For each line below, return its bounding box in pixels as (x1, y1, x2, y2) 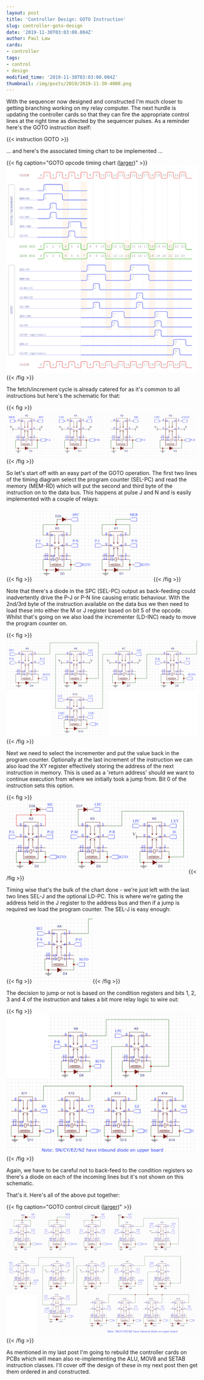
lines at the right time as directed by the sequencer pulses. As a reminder (6, 118, 190, 125)
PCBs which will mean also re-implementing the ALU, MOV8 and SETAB (6, 1355, 186, 1362)
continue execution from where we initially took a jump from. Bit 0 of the (6, 775, 187, 783)
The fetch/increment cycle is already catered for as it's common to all (6, 385, 180, 393)
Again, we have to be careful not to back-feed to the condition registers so (6, 1167, 193, 1174)
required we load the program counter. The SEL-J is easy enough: (6, 906, 171, 913)
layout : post (6, 10, 39, 16)
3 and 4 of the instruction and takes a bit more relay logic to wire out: (6, 996, 179, 1003)
